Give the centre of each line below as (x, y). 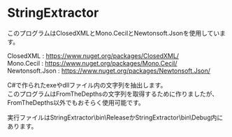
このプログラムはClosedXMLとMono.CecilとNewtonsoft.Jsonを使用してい (114, 33)
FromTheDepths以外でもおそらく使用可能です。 (76, 102)
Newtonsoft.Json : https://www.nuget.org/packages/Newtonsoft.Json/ (109, 71)
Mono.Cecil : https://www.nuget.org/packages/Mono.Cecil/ (92, 63)
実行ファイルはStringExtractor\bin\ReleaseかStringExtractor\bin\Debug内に (115, 117)
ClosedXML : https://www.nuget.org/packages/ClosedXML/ (93, 56)
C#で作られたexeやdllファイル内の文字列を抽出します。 (87, 85)
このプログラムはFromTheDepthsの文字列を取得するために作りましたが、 (113, 94)
